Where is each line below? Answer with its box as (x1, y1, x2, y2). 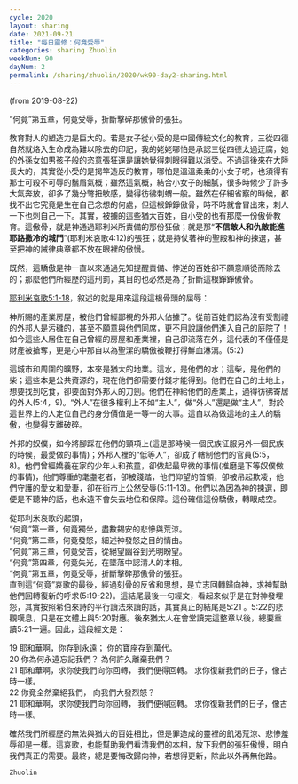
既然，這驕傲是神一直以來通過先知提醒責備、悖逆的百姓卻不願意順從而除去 (9, 262, 281, 273)
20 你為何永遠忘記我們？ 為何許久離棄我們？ (9, 653, 171, 664)
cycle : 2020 (9, 12, 53, 22)
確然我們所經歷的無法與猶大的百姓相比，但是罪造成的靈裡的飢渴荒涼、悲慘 (9, 728, 281, 739)
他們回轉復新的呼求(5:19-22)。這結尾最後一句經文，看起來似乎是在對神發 (9, 590, 276, 601)
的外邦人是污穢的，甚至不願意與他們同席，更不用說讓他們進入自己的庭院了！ (9, 322, 289, 333)
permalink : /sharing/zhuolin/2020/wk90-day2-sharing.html (9, 71, 228, 80)
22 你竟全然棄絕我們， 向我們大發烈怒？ (9, 686, 155, 698)
